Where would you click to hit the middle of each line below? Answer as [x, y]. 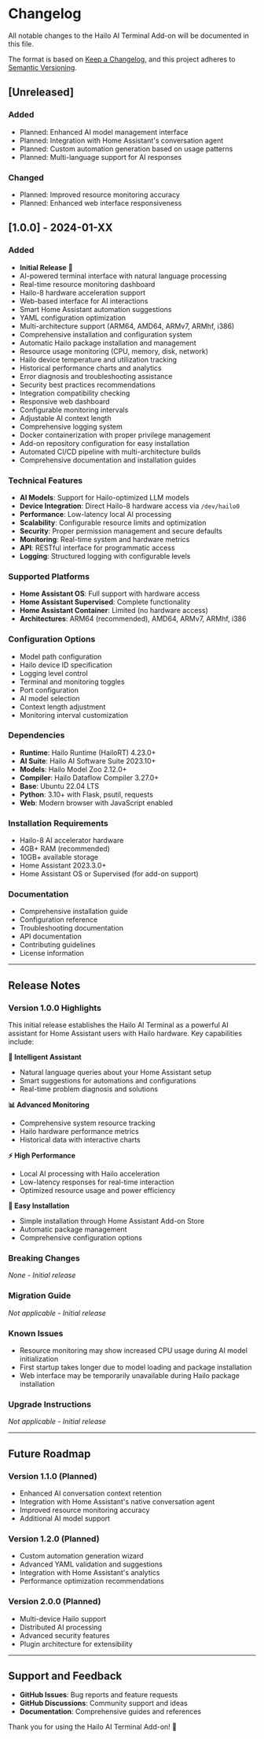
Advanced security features [64, 1635]
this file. [21, 43]
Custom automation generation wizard [81, 1556]
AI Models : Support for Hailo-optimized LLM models [104, 497]
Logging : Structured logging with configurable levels [105, 556]
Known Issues [36, 1333]
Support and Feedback [65, 1676]
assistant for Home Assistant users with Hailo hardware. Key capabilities [125, 1034]
